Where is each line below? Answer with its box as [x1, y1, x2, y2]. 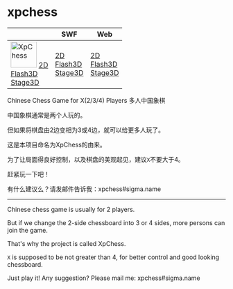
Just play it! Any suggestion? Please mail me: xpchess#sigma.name [7, 274, 200, 282]
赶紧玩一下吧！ [7, 170, 50, 178]
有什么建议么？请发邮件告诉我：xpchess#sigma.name [7, 185, 162, 193]
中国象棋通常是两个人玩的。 [7, 110, 87, 119]
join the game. [7, 226, 49, 234]
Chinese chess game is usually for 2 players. [7, 205, 135, 213]
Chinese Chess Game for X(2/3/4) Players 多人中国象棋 [7, 96, 166, 104]
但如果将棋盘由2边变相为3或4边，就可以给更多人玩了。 [7, 126, 165, 134]
